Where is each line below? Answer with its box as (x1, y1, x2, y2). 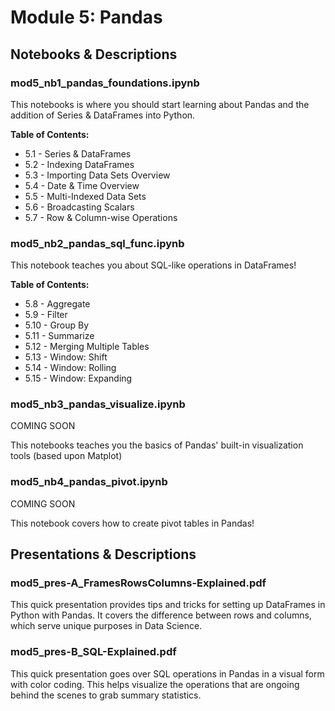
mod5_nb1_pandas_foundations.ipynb (10, 76, 200, 90)
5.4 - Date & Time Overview (24, 179, 140, 191)
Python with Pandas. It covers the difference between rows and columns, (10, 609, 312, 621)
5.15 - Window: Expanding (24, 372, 133, 385)
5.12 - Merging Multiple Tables (24, 341, 150, 353)
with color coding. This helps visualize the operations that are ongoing (10, 678, 300, 690)
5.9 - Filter (24, 309, 68, 321)
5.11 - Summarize (24, 330, 95, 342)
